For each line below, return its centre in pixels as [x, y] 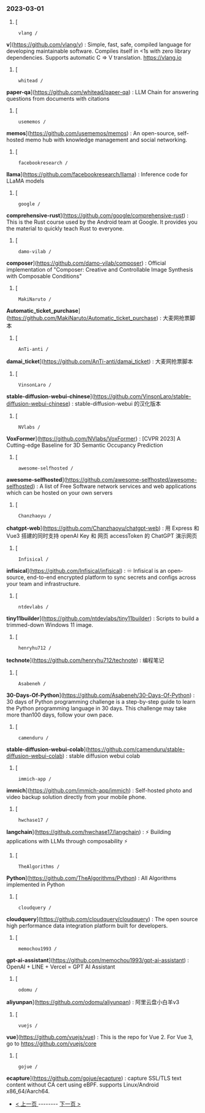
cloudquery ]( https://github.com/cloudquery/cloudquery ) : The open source [102, 919]
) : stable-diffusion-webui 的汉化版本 [115, 404]
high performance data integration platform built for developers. [87, 926]
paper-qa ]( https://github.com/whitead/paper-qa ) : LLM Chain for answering [102, 92]
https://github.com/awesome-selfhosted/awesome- [132, 480]
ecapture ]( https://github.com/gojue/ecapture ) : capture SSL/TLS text [94, 1078]
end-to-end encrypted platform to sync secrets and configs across [111, 577]
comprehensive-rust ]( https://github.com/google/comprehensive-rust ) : [98, 216]
